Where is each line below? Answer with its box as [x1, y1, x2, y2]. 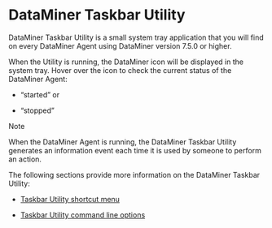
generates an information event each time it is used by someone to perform [8, 145, 262, 155]
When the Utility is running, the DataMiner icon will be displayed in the [8, 57, 244, 67]
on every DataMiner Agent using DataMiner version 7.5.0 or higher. [8, 41, 232, 50]
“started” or [20, 89, 60, 99]
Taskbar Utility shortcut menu [20, 194, 121, 204]
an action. [8, 154, 42, 164]
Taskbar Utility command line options [20, 209, 146, 220]
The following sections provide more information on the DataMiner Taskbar [8, 170, 261, 179]
